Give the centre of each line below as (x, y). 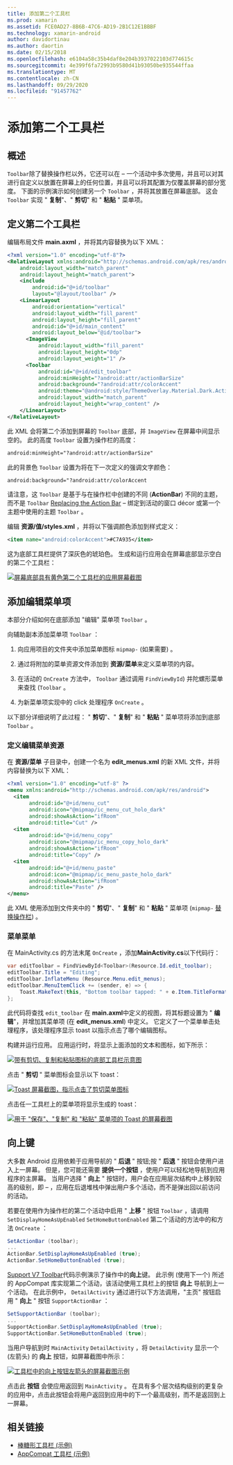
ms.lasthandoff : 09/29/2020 (48, 85)
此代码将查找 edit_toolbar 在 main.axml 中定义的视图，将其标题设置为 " (110, 1013)
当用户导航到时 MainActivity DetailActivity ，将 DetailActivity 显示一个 (113, 1347)
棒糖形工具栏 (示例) (45, 1446)
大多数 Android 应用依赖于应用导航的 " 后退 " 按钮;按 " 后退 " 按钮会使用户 (113, 1161)
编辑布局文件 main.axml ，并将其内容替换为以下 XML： (86, 241)
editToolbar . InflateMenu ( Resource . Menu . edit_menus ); (87, 979)
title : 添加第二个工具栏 (39, 14)
